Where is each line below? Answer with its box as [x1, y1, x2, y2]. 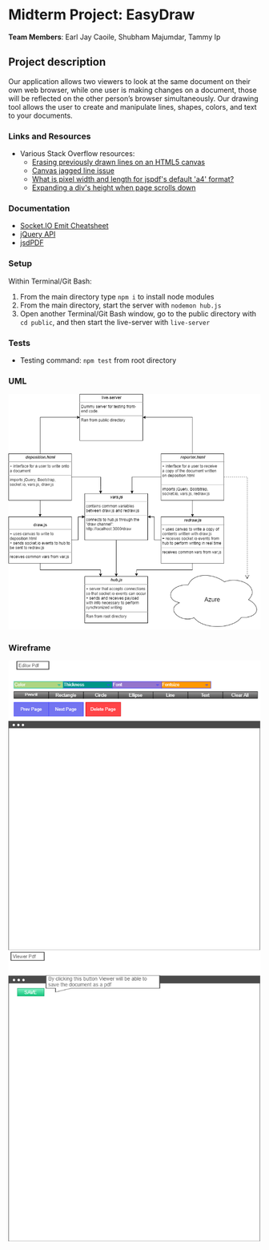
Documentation [8, 203, 70, 214]
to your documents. [8, 111, 74, 120]
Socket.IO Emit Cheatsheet [19, 221, 109, 231]
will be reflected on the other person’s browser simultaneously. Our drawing [8, 94, 259, 103]
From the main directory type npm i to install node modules [19, 291, 215, 301]
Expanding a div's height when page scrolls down [31, 183, 196, 193]
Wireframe [8, 642, 51, 653]
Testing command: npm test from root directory [19, 355, 177, 365]
